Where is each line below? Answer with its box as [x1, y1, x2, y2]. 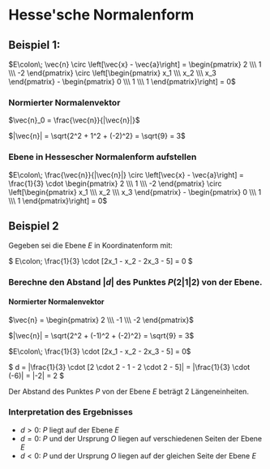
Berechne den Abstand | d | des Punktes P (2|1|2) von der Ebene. [8, 277, 263, 288]
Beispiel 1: [8, 38, 61, 52]
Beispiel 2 [8, 219, 59, 233]
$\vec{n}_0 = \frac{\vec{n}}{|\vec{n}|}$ [8, 115, 140, 125]
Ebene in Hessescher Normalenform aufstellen [8, 152, 197, 163]
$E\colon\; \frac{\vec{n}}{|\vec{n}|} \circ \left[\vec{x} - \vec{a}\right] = [8, 170, 245, 179]
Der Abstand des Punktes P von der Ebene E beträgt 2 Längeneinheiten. [8, 386, 250, 396]
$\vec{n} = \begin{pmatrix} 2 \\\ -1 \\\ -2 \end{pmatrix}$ [8, 315, 195, 325]
